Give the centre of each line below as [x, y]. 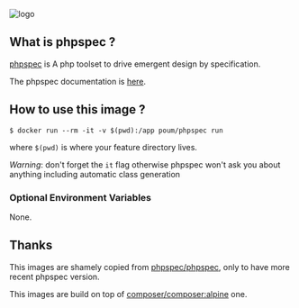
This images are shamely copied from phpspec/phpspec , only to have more [149, 267]
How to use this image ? [77, 109]
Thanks [31, 245]
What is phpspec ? [63, 42]
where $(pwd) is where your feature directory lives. [104, 147]
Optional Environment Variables [80, 197]
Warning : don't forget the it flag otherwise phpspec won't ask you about [145, 164]
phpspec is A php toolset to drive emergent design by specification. [135, 64]
